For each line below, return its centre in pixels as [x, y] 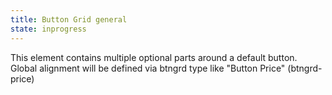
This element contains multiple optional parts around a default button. [154, 57]
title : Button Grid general [69, 19]
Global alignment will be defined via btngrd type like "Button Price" [148, 68]
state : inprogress [48, 29]
